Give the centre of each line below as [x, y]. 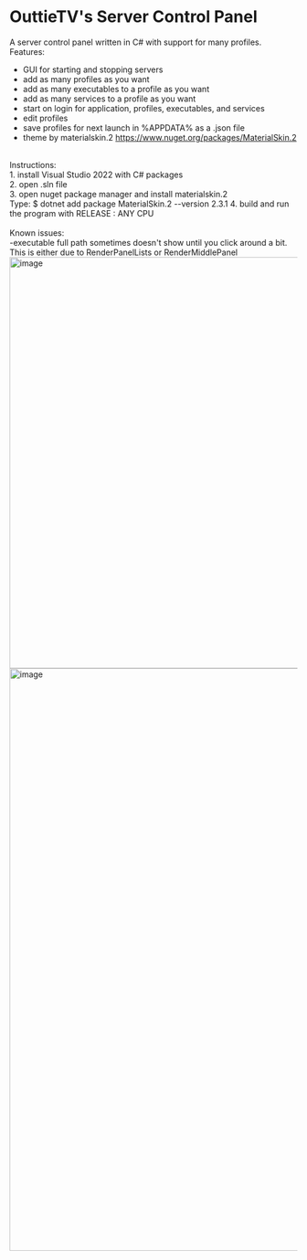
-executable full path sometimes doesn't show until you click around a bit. [148, 242]
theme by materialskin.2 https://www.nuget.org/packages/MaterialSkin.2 [159, 137]
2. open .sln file [38, 184]
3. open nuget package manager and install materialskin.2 [119, 194]
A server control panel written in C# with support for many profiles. [136, 42]
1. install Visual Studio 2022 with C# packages [96, 175]
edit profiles [45, 118]
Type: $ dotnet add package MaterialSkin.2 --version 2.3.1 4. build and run [149, 204]
